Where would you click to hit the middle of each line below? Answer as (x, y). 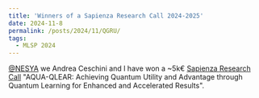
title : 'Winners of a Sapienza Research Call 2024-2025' (106, 16)
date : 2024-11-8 (36, 23)
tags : (17, 38)
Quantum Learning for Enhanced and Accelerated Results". (107, 86)
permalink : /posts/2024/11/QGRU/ (65, 31)
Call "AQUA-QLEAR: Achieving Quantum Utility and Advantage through (126, 77)
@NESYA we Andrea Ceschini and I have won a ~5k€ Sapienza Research (130, 68)
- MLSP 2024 (36, 46)
